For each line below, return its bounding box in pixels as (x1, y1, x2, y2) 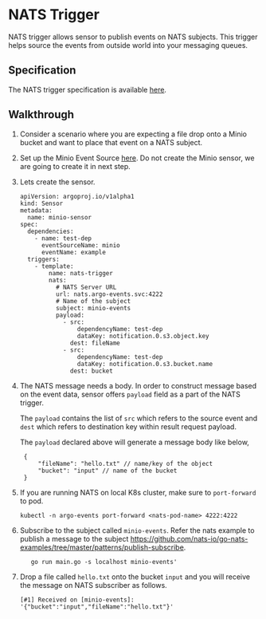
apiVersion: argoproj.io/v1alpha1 (19, 192, 135, 200)
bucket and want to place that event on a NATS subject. (19, 137, 203, 147)
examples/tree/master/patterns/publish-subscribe (19, 542, 185, 552)
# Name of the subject (55, 297, 131, 305)
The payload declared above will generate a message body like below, (19, 437, 249, 447)
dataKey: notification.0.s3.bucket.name (76, 360, 213, 368)
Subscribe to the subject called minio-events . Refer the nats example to (19, 525, 255, 535)
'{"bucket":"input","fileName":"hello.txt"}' (19, 602, 174, 611)
